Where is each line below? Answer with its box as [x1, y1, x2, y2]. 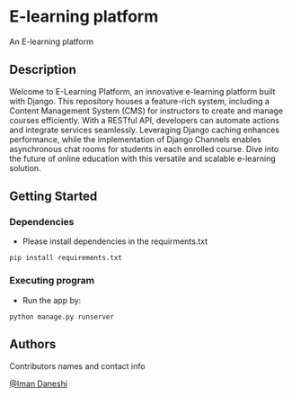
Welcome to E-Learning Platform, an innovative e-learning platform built [9, 86, 276, 96]
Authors [9, 337, 57, 352]
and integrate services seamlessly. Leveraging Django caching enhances [9, 124, 280, 135]
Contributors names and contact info [9, 360, 146, 371]
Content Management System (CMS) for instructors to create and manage [9, 105, 284, 116]
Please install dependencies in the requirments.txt [22, 236, 208, 247]
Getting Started [9, 189, 98, 204]
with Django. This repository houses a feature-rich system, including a [9, 95, 270, 106]
